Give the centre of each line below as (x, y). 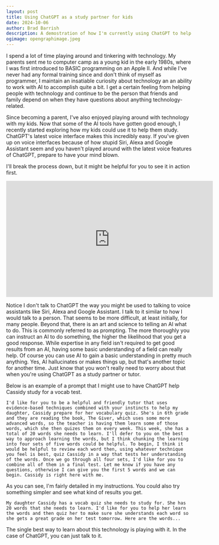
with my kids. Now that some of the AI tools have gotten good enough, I (93, 124)
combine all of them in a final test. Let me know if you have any (91, 465)
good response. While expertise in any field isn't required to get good (91, 343)
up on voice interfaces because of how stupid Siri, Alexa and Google (89, 142)
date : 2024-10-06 (27, 22)
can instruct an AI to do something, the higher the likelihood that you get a (96, 336)
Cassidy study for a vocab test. (44, 392)
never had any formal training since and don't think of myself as (84, 75)
